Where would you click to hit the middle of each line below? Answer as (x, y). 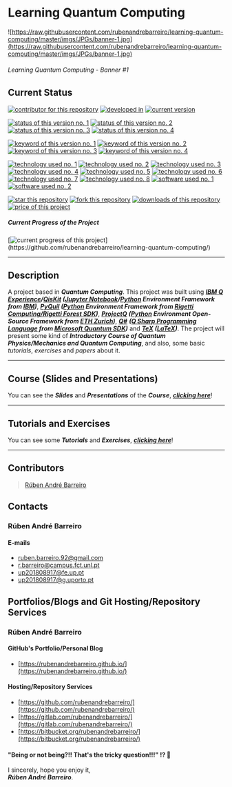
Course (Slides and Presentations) (83, 378)
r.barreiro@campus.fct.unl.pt (59, 565)
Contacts (28, 507)
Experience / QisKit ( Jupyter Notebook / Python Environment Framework (112, 299)
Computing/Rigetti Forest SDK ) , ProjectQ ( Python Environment (99, 314)
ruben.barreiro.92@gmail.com (61, 558)
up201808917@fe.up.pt (51, 572)
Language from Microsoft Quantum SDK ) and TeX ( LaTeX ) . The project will (116, 328)
